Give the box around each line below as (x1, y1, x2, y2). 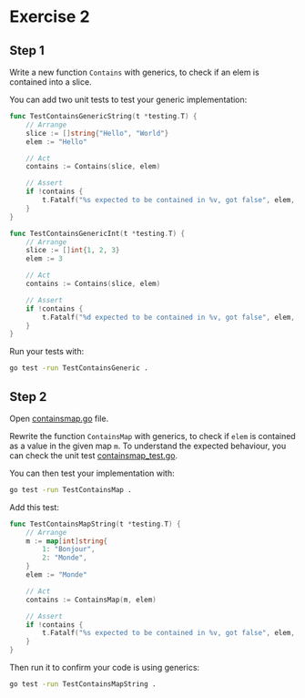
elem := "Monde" (25, 570, 88, 580)
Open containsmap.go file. (9, 413, 109, 424)
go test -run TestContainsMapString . (9, 680, 157, 689)
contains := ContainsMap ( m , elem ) (25, 595, 157, 604)
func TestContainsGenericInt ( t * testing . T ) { (9, 229, 185, 238)
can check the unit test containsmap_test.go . (9, 449, 178, 461)
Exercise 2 (9, 6, 90, 27)
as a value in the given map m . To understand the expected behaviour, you (9, 440, 287, 451)
